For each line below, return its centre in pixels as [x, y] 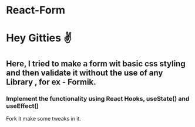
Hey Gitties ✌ [39, 38]
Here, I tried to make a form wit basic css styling [96, 63]
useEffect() [23, 106]
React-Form [36, 10]
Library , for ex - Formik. [51, 82]
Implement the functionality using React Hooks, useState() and [98, 98]
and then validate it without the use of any [85, 73]
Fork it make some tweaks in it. [43, 119]
